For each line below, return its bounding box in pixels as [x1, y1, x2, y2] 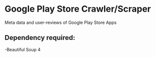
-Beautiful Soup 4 [4, 46, 41, 52]
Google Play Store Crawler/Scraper [4, 3, 151, 15]
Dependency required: [4, 34, 76, 42]
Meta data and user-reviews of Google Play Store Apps [4, 19, 117, 25]
